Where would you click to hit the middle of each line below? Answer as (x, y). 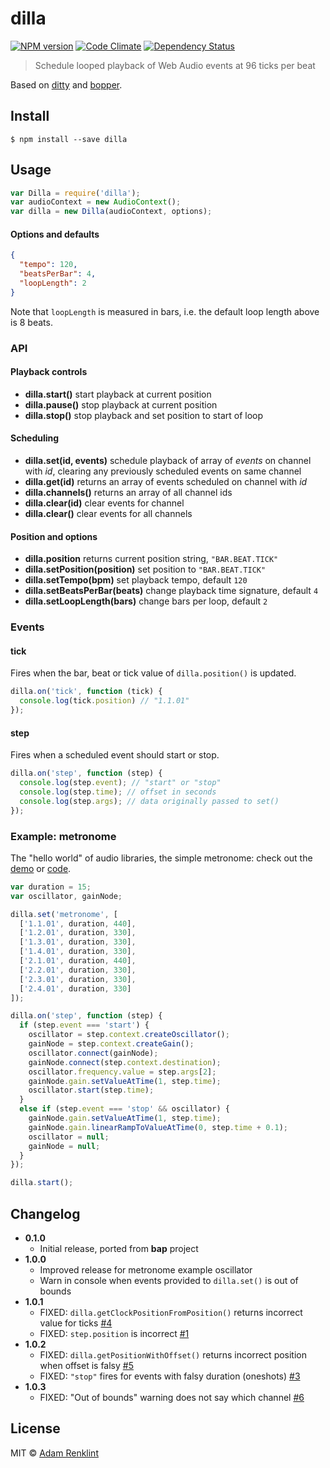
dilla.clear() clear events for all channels (108, 514)
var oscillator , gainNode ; (66, 896)
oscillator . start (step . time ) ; (91, 1090)
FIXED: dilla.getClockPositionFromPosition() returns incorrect (171, 1312)
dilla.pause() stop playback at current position (121, 404)
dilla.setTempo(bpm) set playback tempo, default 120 (136, 580)
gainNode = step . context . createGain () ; (111, 1044)
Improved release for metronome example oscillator (146, 1269)
